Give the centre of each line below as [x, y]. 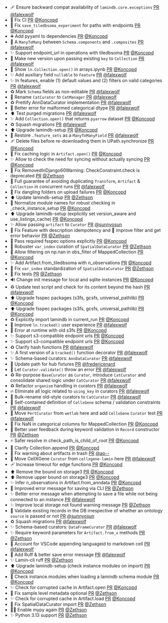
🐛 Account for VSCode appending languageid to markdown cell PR [80, 544]
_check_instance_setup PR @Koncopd [50, 208]
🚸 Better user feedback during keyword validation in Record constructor [85, 429]
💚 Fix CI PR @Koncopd [34, 20]
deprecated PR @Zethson [37, 176]
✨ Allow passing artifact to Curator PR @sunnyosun [66, 224]
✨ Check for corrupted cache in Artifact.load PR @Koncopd [73, 599]
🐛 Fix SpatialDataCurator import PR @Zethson [58, 604]
